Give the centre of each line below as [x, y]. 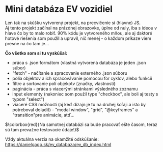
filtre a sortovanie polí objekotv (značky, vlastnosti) [64, 83]
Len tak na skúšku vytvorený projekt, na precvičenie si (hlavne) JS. [73, 23]
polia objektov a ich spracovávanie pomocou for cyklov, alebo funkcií [82, 78]
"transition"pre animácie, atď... [43, 115]
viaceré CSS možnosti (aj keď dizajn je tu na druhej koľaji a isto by [79, 104]
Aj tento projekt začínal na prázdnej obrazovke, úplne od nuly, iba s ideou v [81, 28]
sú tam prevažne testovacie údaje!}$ [42, 129]
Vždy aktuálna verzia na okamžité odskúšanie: [52, 139]
